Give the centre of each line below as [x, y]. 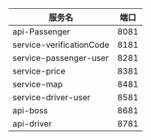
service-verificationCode [61, 45]
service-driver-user [52, 98]
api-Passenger [41, 32]
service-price [39, 71]
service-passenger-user [61, 58]
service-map [38, 84]
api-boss [30, 110]
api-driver [32, 123]
